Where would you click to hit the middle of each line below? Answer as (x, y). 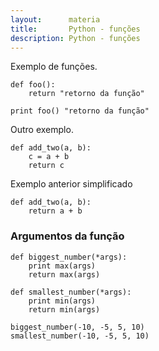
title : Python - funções (75, 29)
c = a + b (49, 157)
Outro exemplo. (42, 130)
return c (46, 166)
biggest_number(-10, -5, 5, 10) (77, 327)
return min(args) (64, 309)
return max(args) (64, 274)
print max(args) (62, 266)
